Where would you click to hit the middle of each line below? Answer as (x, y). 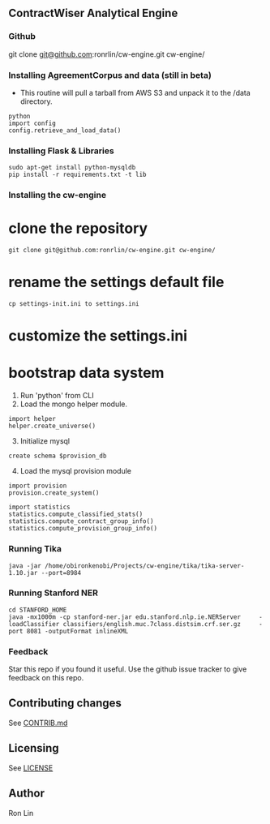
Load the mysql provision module (76, 471)
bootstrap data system (86, 373)
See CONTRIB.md (38, 723)
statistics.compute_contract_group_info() (81, 521)
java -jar (25, 566)
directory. (36, 101)
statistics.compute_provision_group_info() (83, 529)
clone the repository (78, 228)
